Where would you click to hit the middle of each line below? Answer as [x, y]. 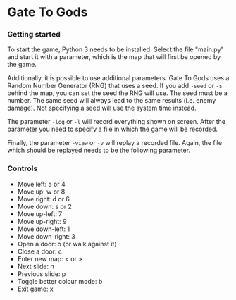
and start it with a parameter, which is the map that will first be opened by [114, 57]
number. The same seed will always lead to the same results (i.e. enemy [112, 101]
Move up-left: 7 [40, 214]
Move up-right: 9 [42, 221]
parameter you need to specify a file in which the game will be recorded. [113, 129]
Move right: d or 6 [44, 199]
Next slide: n [36, 266]
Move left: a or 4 [41, 184]
